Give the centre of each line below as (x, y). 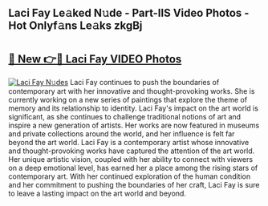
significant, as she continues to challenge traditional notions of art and (125, 117)
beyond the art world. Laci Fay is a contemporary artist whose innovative (129, 142)
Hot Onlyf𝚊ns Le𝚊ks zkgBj (75, 26)
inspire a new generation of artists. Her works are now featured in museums (134, 125)
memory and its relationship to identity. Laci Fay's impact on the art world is (134, 108)
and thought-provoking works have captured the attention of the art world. (132, 151)
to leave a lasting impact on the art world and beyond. (97, 193)
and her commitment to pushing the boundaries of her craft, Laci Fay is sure (134, 185)
